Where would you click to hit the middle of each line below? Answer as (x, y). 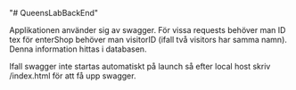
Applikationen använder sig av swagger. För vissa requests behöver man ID (148, 30)
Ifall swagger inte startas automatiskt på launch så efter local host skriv (140, 66)
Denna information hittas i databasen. (78, 49)
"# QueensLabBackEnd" (54, 13)
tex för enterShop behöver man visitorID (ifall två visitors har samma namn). (148, 40)
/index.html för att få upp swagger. (73, 76)
